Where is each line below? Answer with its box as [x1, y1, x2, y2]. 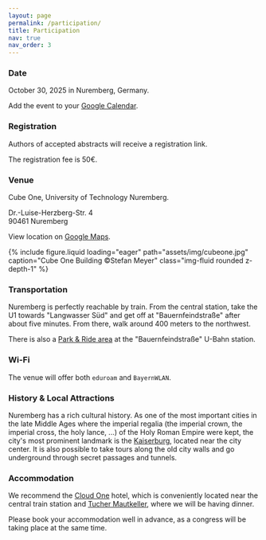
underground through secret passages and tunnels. [8, 452, 178, 462]
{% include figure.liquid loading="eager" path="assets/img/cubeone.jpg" [8, 248, 248, 257]
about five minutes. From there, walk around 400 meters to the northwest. [8, 319, 251, 329]
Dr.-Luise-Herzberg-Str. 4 [8, 208, 93, 217]
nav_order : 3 [8, 41, 52, 49]
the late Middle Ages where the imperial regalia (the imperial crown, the [8, 419, 243, 428]
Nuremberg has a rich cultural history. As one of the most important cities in [8, 410, 257, 420]
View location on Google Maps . [8, 232, 111, 241]
